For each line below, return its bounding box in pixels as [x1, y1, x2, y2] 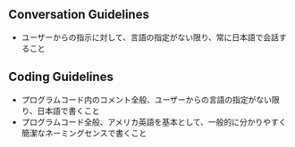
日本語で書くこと [37, 105, 100, 116]
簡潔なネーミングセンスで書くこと [21, 127, 147, 138]
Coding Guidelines [8, 69, 114, 85]
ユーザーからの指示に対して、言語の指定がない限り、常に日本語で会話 [21, 31, 279, 43]
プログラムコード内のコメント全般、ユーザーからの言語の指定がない [21, 94, 273, 105]
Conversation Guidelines [8, 7, 149, 22]
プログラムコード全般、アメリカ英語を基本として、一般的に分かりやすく [21, 116, 287, 127]
